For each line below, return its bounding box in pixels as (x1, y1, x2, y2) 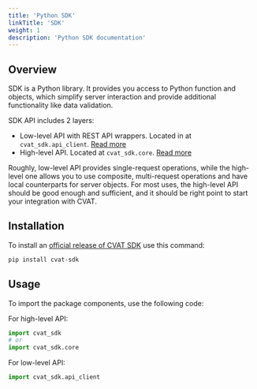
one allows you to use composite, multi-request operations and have (24, 171, 248, 181)
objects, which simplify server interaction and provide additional (8, 92, 217, 102)
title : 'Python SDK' (8, 11, 76, 20)
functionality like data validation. (8, 100, 114, 110)
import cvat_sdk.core (8, 344, 80, 352)
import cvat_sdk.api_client (8, 373, 101, 381)
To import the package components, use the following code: (8, 298, 204, 308)
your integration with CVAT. (8, 196, 97, 206)
